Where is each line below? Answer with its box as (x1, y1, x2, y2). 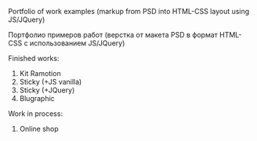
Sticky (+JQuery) (19, 85, 75, 95)
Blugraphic (19, 94, 55, 103)
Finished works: (8, 54, 60, 63)
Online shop (19, 125, 59, 133)
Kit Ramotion (19, 69, 61, 78)
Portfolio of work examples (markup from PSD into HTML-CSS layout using (8, 7, 250, 16)
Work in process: (8, 109, 63, 118)
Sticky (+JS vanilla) (19, 78, 82, 86)
